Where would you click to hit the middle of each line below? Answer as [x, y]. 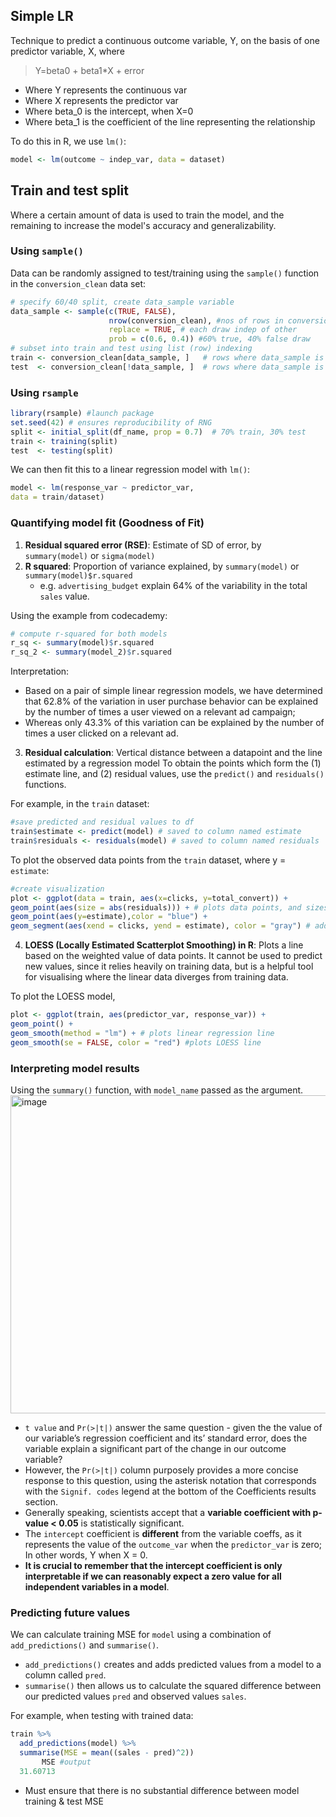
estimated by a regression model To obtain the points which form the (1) [173, 763]
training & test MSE [64, 1801]
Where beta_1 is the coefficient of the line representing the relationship [170, 121]
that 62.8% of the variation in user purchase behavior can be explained [171, 701]
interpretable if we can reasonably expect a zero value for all [153, 1576]
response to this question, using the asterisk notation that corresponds [170, 1480]
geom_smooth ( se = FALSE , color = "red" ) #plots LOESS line [136, 1042]
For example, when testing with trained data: [102, 1716]
